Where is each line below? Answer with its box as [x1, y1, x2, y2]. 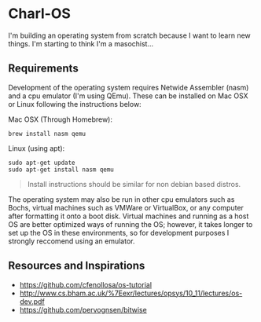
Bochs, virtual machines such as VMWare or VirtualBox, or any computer [8, 203, 244, 212]
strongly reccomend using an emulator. [8, 236, 135, 246]
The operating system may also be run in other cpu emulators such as [8, 194, 235, 204]
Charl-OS [8, 5, 71, 23]
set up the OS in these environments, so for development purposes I [8, 228, 230, 237]
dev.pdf [19, 296, 45, 306]
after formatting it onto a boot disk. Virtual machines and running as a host [8, 211, 249, 221]
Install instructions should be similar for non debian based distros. [27, 179, 241, 188]
